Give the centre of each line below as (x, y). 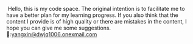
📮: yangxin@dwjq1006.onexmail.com (52, 34)
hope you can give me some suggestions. (59, 28)
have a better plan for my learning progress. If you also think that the (92, 15)
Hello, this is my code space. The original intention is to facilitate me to (96, 9)
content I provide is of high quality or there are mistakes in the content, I (96, 21)
